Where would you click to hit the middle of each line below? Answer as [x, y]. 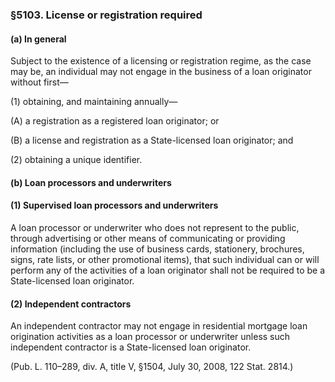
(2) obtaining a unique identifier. [76, 160]
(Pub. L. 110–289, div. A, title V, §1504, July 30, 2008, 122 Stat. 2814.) [152, 367]
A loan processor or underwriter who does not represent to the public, [155, 227]
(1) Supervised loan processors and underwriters [114, 205]
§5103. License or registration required [106, 15]
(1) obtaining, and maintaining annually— [94, 102]
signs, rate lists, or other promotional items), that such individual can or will [165, 259]
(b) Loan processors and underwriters [91, 182]
